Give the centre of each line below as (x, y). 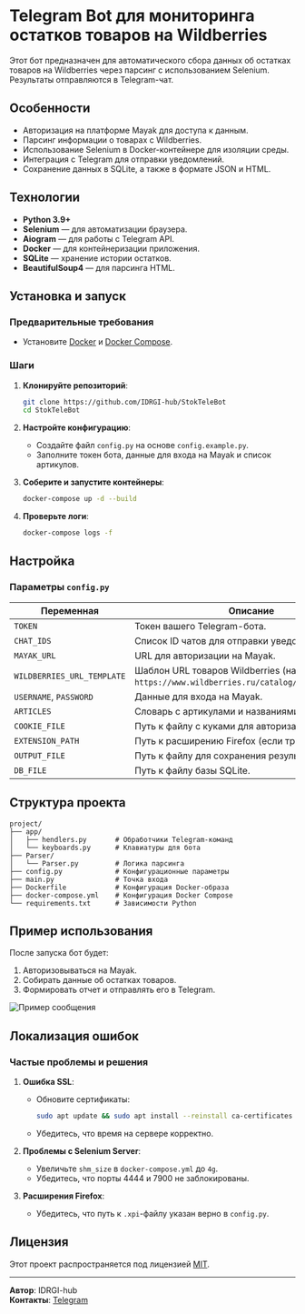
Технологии (44, 198)
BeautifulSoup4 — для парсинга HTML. (98, 267)
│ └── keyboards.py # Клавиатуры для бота (105, 848)
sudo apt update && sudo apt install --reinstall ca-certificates (164, 1116)
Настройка (42, 562)
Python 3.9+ (46, 219)
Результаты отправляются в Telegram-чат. (92, 79)
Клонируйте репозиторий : (75, 385)
